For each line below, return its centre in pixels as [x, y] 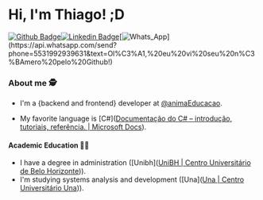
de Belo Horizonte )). [53, 171]
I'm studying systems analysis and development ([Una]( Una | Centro [132, 179]
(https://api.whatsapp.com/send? [63, 44]
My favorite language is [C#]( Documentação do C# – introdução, [126, 119]
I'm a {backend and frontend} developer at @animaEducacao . [121, 103]
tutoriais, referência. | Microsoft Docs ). [83, 127]
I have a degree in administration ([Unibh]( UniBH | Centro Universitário [135, 163]
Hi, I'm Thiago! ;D [66, 15]
